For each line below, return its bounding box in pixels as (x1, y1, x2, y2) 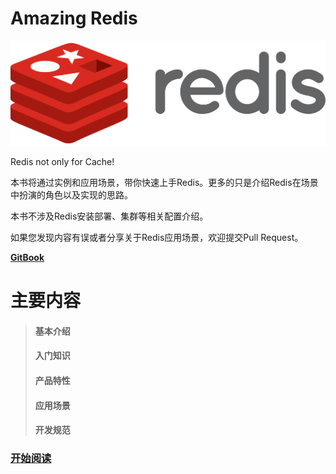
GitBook (10, 251, 45, 263)
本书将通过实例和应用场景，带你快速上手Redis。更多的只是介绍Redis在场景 (10, 176, 319, 188)
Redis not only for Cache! (10, 155, 115, 167)
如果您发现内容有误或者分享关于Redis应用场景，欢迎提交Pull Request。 (10, 231, 304, 243)
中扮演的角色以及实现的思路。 (10, 188, 133, 201)
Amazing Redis (10, 7, 138, 30)
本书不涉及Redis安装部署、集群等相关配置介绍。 (10, 210, 209, 222)
